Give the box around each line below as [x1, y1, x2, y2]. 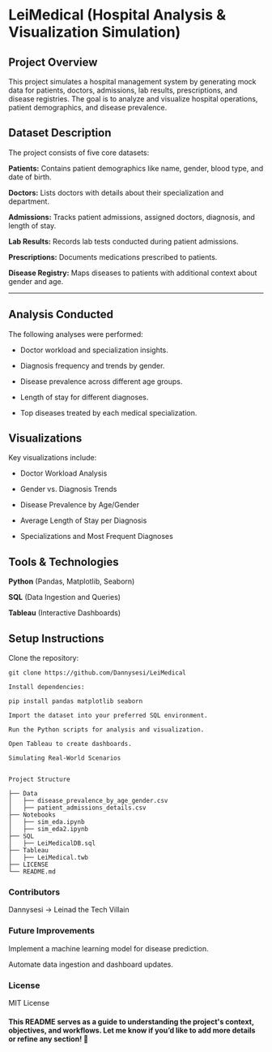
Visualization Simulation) [8, 23, 181, 41]
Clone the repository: [8, 653, 79, 663]
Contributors [8, 886, 61, 898]
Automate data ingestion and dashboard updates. [8, 959, 174, 969]
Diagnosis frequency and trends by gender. [19, 360, 165, 370]
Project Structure [8, 775, 70, 784]
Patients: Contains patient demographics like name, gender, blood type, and [8, 163, 264, 173]
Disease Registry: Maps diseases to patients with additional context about [8, 268, 257, 278]
